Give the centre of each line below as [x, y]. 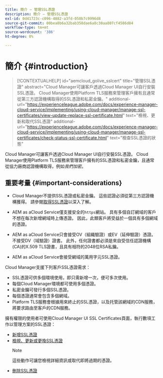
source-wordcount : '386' [30, 32]
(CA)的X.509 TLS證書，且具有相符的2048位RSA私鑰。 [66, 247]
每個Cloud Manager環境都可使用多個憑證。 [55, 283]
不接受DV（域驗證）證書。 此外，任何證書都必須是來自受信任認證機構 [81, 240]
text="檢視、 [139, 115]
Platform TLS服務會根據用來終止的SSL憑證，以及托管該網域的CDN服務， [85, 302]
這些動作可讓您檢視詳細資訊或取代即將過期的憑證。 [63, 360]
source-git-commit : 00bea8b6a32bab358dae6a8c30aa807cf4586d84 [69, 23]
